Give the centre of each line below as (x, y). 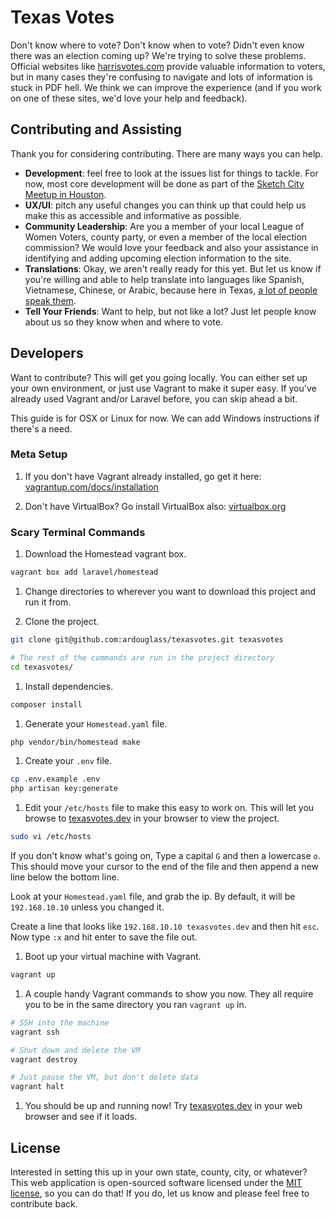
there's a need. (41, 428)
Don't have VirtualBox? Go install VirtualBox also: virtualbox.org (155, 506)
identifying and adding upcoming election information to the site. (158, 258)
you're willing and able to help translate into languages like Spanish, (164, 279)
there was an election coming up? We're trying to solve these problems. (158, 55)
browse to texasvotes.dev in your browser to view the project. (152, 818)
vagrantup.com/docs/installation (91, 487)
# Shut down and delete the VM (75, 1050)
